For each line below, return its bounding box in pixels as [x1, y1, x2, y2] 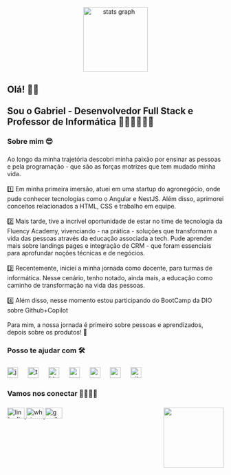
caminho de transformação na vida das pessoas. [7, 282, 146, 290]
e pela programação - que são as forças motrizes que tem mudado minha [7, 162, 216, 171]
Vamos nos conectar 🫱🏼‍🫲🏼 [7, 389, 98, 398]
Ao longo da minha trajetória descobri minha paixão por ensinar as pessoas [7, 155, 221, 164]
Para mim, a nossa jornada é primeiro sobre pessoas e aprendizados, [7, 321, 203, 329]
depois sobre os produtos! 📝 [7, 328, 87, 337]
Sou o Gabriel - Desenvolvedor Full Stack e [7, 105, 194, 117]
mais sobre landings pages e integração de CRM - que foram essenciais [7, 242, 212, 250]
